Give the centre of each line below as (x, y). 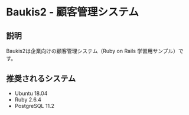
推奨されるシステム (41, 79)
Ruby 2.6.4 (28, 99)
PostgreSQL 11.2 (35, 106)
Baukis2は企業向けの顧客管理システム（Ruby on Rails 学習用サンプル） (92, 51)
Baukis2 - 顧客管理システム (72, 12)
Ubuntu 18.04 (31, 93)
